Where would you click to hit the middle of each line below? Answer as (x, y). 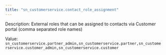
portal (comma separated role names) (44, 29)
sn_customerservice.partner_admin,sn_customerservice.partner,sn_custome (83, 43)
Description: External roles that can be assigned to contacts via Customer (81, 24)
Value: (12, 39)
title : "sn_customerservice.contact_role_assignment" (62, 10)
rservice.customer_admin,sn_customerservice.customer (62, 48)
